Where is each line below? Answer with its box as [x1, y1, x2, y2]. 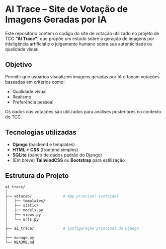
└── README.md [5, 240, 35, 245]
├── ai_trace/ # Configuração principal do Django [5, 226, 139, 231]
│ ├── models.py [5, 207, 43, 212]
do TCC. [5, 114, 22, 120]
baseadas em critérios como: [5, 79, 65, 85]
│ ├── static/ [5, 203, 39, 208]
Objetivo [5, 60, 32, 69]
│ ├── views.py [5, 212, 41, 217]
